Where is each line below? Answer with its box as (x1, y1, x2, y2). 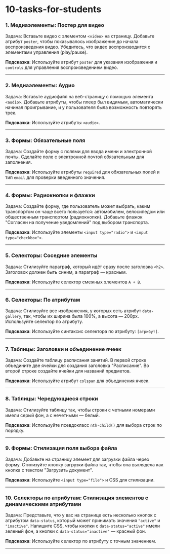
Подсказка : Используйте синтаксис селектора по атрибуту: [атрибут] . (5, 328, 159, 334)
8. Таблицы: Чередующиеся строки (5, 395, 98, 402)
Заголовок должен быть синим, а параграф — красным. (5, 269, 127, 275)
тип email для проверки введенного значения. (5, 174, 106, 180)
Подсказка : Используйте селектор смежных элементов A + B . (5, 279, 142, 285)
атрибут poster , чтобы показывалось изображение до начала (5, 39, 139, 45)
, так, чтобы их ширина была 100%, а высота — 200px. (21, 313, 139, 319)
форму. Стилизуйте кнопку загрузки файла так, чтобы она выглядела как (5, 461, 163, 467)
